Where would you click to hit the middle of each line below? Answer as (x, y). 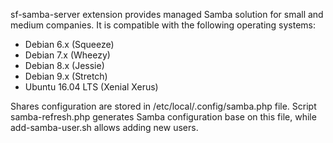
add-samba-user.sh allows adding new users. (104, 127)
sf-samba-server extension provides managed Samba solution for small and (167, 14)
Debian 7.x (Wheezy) (67, 55)
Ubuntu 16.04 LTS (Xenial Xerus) (91, 87)
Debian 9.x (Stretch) (66, 76)
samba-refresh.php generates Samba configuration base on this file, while (163, 117)
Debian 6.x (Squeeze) (69, 44)
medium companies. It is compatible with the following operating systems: (163, 25)
